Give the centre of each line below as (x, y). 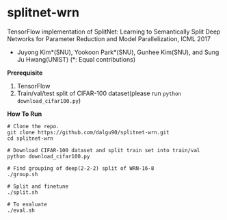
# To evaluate (27, 204)
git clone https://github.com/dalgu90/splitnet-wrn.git (88, 132)
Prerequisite (25, 73)
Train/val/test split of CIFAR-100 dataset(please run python (99, 93)
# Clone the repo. (33, 126)
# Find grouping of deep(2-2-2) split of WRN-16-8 (81, 168)
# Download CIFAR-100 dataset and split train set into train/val (104, 150)
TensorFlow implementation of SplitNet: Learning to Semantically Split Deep (114, 32)
